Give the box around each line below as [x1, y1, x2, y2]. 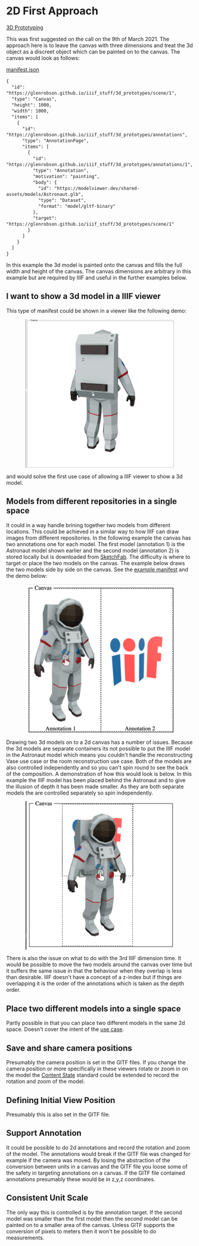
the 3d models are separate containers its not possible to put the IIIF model [6, 745, 191, 752]
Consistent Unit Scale [6, 1193, 88, 1203]
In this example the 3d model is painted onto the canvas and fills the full [6, 261, 183, 269]
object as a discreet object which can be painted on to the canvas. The [6, 48, 181, 55]
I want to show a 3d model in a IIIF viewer [6, 291, 161, 301]
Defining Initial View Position [6, 1095, 116, 1105]
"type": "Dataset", [38, 197, 86, 203]
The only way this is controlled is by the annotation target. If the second [6, 1208, 182, 1216]
